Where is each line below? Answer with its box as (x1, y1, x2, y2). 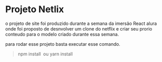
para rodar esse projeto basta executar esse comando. (5, 41, 121, 47)
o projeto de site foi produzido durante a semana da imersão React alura (5, 20, 157, 26)
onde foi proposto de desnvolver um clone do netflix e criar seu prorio (5, 25, 152, 32)
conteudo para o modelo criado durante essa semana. (5, 31, 119, 37)
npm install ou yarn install (17, 51, 73, 57)
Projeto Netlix (5, 4, 64, 15)
